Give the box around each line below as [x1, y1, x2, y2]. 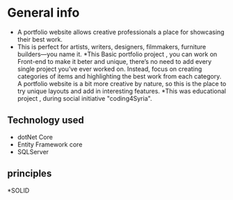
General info [7, 5, 80, 21]
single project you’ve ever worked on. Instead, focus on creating [17, 65, 202, 73]
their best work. [17, 35, 63, 43]
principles [7, 168, 52, 180]
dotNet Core [17, 133, 54, 141]
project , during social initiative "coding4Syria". [17, 94, 152, 102]
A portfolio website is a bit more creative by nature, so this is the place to [17, 79, 227, 87]
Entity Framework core [17, 140, 83, 149]
